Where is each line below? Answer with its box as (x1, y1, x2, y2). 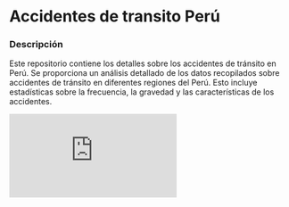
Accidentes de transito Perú (9, 6, 220, 27)
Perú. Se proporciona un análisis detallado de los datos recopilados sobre (9, 68, 280, 79)
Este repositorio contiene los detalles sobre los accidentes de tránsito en (9, 58, 277, 69)
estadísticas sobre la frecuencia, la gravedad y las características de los (9, 87, 275, 97)
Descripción (9, 38, 64, 51)
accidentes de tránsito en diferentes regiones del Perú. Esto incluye (9, 78, 258, 88)
